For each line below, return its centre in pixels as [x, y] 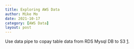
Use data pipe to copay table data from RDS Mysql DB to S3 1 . [67, 41]
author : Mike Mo [21, 14]
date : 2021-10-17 [23, 18]
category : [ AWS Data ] [27, 23]
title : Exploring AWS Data [32, 9]
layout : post [18, 28]
